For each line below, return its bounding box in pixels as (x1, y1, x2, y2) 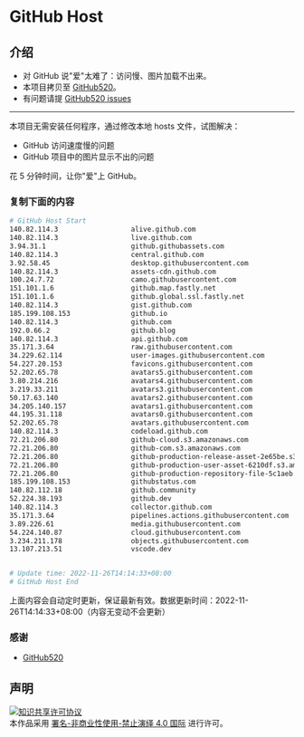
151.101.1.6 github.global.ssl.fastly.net (9, 292, 245, 301)
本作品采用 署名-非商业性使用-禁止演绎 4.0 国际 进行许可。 (9, 718, 228, 729)
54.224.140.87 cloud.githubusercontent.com (9, 528, 242, 537)
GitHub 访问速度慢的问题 (22, 140, 115, 150)
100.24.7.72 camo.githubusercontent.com (9, 275, 237, 284)
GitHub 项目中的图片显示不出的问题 (22, 151, 155, 162)
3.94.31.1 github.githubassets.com (9, 242, 224, 251)
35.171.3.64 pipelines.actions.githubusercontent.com (9, 511, 290, 520)
